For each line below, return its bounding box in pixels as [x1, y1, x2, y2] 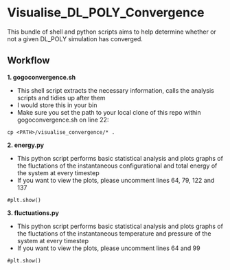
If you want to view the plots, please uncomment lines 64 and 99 [16, 244, 200, 252]
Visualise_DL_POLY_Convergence [7, 5, 205, 21]
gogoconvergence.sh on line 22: [16, 115, 109, 124]
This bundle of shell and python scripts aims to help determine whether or [7, 27, 216, 36]
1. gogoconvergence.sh [7, 73, 76, 81]
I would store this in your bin [16, 101, 97, 109]
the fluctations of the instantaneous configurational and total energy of [16, 161, 218, 170]
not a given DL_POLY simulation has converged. [7, 34, 143, 43]
